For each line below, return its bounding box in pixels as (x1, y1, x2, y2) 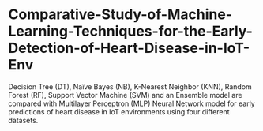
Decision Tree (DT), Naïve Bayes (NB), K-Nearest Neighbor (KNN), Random (8, 81, 253, 92)
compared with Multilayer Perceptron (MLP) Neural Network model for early (8, 99, 255, 108)
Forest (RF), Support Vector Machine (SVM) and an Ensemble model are (8, 90, 242, 99)
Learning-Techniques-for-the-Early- (8, 22, 253, 40)
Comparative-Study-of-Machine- (8, 6, 233, 24)
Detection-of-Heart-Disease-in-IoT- (8, 39, 250, 57)
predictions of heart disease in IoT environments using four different (8, 107, 231, 116)
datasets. (8, 115, 39, 125)
